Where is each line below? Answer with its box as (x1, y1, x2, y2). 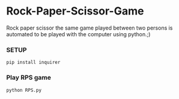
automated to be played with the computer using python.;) (6, 30, 151, 37)
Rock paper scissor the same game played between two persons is (6, 24, 173, 31)
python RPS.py (6, 87, 42, 93)
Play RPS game (6, 74, 51, 82)
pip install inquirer (6, 59, 61, 66)
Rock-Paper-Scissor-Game (6, 4, 145, 18)
